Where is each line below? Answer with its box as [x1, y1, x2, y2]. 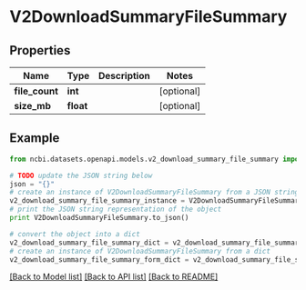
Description [98, 70, 150, 82]
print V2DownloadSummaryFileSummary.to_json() [9, 214, 189, 223]
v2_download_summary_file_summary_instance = [9, 196, 185, 205]
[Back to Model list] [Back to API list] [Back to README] [9, 271, 219, 283]
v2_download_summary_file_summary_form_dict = [9, 255, 189, 265]
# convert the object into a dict [9, 229, 141, 238]
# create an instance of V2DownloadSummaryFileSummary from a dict [9, 246, 271, 255]
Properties [9, 43, 71, 58]
